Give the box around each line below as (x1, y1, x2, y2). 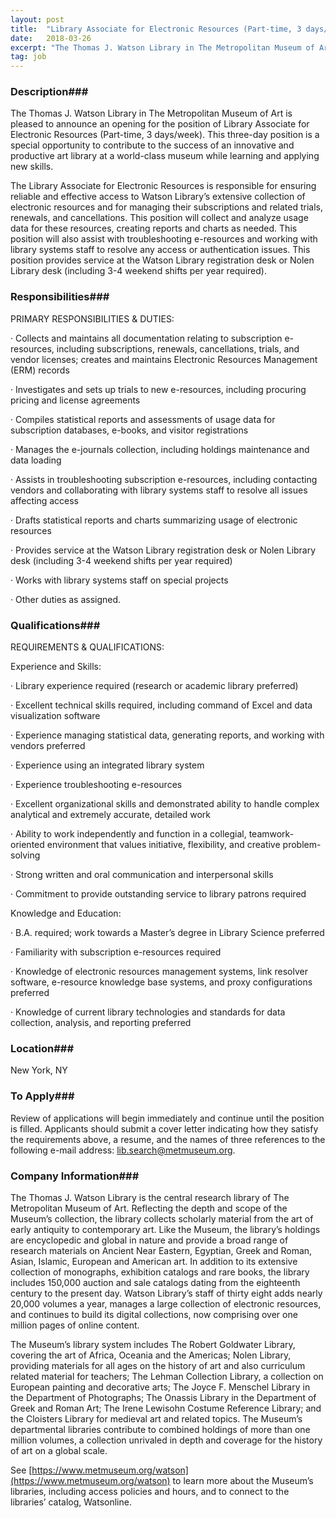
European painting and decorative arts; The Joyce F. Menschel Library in (10, 1381, 311, 1393)
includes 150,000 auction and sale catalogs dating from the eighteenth (10, 1276, 301, 1288)
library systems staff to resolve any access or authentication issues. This (10, 244, 311, 256)
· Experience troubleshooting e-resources (10, 779, 183, 791)
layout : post (10, 14, 65, 25)
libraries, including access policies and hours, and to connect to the (10, 1485, 290, 1497)
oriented (10, 839, 45, 851)
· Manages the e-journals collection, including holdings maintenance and (10, 443, 310, 455)
